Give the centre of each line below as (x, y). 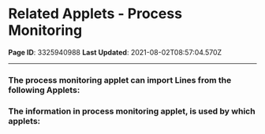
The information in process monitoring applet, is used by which (132, 111)
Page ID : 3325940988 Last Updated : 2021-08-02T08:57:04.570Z (115, 52)
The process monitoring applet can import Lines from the (120, 80)
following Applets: (44, 90)
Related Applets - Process (95, 14)
